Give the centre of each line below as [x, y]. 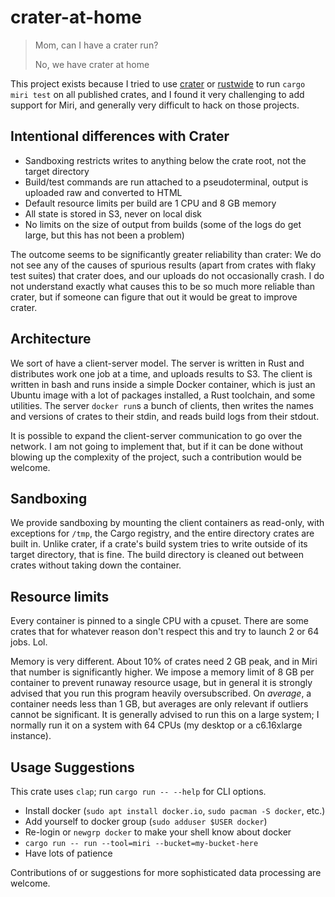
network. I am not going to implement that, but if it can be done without [157, 446]
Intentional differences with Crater [120, 136]
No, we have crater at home [92, 64]
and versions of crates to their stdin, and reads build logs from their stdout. [165, 416]
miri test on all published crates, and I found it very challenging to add [157, 94]
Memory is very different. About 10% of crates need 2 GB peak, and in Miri [164, 662]
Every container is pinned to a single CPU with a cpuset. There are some [160, 621]
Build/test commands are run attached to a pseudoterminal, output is [166, 182]
